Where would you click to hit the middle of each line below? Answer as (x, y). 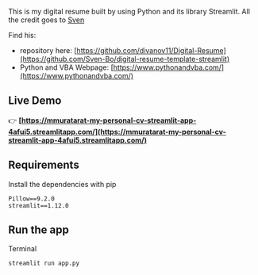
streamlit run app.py (44, 264)
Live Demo (35, 101)
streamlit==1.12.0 (39, 205)
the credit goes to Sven (46, 20)
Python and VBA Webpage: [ (66, 67)
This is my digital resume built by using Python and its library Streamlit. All (129, 11)
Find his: (22, 35)
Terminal (23, 249)
